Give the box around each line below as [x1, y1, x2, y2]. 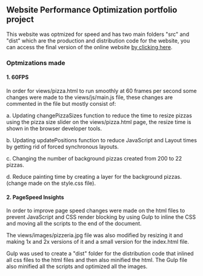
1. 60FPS [6, 74, 29, 81]
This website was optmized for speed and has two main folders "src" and [6, 30, 190, 38]
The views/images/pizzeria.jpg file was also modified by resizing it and [6, 232, 183, 239]
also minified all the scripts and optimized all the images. [6, 263, 148, 270]
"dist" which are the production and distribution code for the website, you [6, 36, 190, 44]
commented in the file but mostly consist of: [6, 100, 116, 107]
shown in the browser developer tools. [6, 125, 102, 132]
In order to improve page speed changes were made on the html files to [6, 207, 185, 215]
